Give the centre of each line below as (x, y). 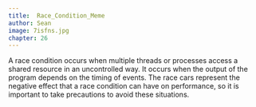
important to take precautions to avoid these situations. (99, 95)
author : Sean (30, 23)
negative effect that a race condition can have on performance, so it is (124, 86)
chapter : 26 (28, 38)
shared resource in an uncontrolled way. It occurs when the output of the (128, 69)
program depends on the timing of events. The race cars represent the (124, 77)
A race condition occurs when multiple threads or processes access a (123, 61)
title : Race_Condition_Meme (57, 16)
